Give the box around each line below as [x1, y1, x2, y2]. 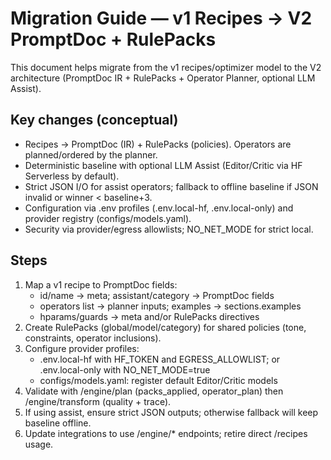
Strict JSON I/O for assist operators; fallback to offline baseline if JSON [24, 180, 319, 192]
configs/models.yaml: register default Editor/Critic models [39, 374, 278, 386]
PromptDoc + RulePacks [10, 28, 217, 51]
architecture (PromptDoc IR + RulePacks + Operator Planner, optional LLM [10, 72, 316, 84]
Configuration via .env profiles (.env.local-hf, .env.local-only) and [24, 202, 294, 214]
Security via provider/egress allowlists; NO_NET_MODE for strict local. [24, 223, 314, 235]
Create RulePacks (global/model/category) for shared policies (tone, [24, 321, 307, 333]
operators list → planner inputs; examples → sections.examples [39, 300, 302, 312]
